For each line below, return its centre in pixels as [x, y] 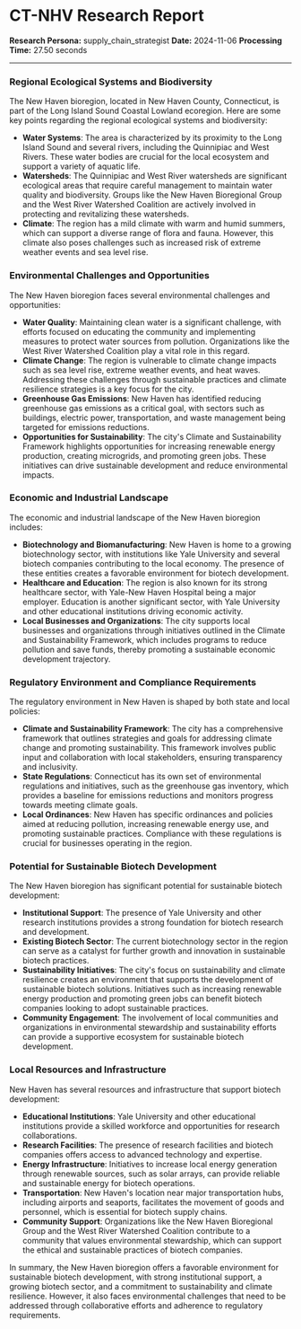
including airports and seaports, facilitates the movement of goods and [153, 1202]
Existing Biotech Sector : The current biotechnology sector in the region [155, 942]
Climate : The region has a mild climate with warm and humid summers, [154, 224]
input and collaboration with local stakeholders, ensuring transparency [152, 757]
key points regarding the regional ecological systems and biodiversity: [138, 120]
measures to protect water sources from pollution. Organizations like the [156, 341]
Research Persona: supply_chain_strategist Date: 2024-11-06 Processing [146, 40]
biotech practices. [56, 961]
